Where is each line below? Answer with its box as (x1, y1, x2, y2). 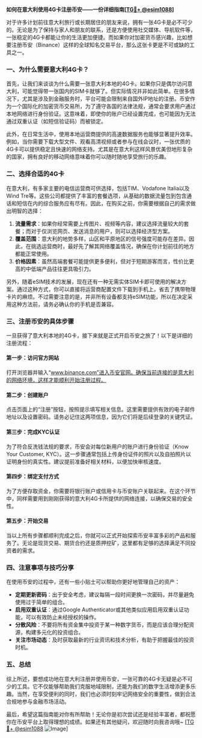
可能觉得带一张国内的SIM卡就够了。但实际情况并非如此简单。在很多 (22, 87, 190, 95)
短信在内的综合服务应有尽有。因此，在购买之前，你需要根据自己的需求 (16, 199, 191, 207)
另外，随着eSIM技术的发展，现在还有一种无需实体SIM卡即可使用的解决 (6, 278, 182, 285)
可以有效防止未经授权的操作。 (25, 614, 100, 621)
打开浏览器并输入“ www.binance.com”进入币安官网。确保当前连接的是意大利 (6, 369, 194, 376)
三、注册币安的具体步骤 (6, 317, 74, 325)
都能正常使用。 (14, 250, 52, 257)
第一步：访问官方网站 (6, 354, 59, 361)
